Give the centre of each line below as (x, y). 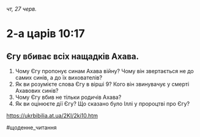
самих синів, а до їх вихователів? (59, 77)
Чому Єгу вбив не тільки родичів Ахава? (68, 97)
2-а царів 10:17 (46, 34)
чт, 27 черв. (21, 9)
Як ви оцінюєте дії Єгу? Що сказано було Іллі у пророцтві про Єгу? (102, 104)
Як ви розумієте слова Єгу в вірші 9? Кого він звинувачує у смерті (102, 84)
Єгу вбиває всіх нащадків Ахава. (73, 56)
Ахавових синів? (37, 91)
